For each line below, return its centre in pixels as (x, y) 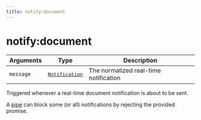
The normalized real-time (125, 70)
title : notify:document (36, 12)
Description (140, 60)
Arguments (25, 60)
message (20, 74)
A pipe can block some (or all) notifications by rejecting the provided (91, 104)
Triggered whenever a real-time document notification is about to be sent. (97, 93)
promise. (17, 110)
